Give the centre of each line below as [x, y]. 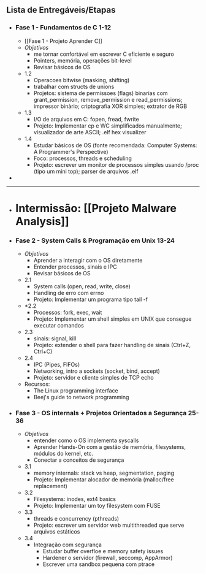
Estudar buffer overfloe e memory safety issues [103, 551]
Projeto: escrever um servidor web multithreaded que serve [109, 525]
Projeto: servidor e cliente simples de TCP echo [94, 378]
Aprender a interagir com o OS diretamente [88, 261]
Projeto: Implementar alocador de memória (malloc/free [104, 480]
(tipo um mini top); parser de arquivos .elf [86, 171]
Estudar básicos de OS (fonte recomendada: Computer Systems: [115, 145]
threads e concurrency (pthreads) [76, 519]
